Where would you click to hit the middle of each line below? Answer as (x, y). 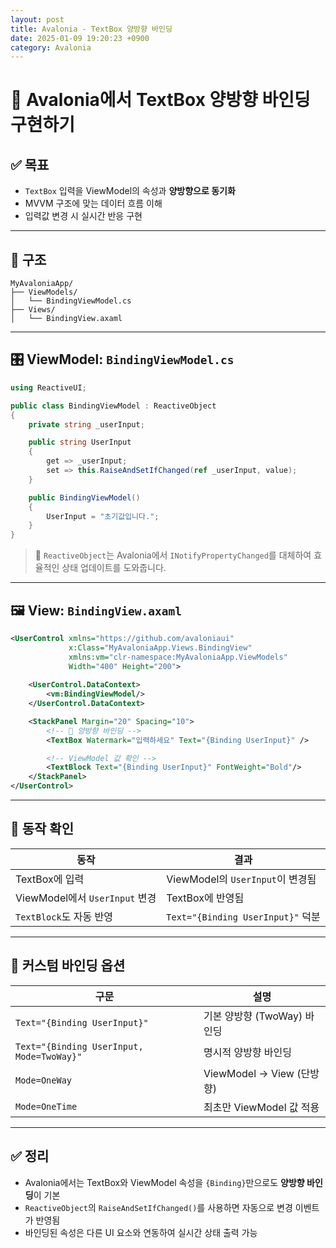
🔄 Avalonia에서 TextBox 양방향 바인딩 (160, 100)
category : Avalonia (51, 47)
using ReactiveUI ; (48, 387)
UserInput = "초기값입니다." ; (103, 516)
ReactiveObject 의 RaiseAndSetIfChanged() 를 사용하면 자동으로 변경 (158, 1207)
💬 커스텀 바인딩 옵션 (68, 966)
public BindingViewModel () (84, 497)
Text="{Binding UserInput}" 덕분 (243, 916)
